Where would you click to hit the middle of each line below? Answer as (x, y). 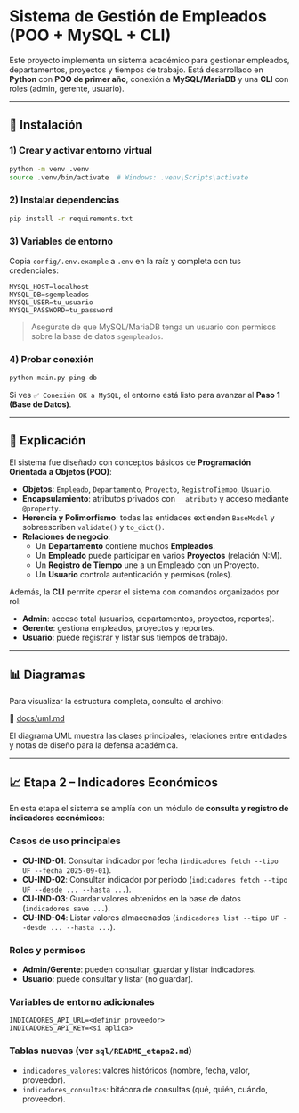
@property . (41, 508)
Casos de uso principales (65, 841)
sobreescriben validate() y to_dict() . (93, 527)
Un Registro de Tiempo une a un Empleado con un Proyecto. (147, 565)
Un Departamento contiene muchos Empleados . (125, 545)
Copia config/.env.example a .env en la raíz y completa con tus (125, 261)
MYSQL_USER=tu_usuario (51, 302)
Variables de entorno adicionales (82, 1001)
